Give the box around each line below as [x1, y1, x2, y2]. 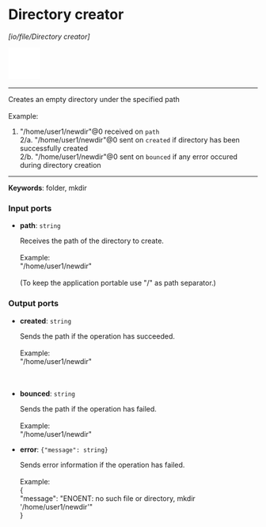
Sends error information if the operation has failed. [19, 460, 185, 469]
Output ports [8, 298, 59, 309]
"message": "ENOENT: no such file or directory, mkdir [19, 493, 196, 503]
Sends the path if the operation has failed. [19, 404, 157, 413]
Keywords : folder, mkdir [8, 183, 87, 192]
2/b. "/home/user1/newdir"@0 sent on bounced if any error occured [19, 152, 237, 161]
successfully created [19, 143, 89, 153]
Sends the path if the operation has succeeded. [19, 331, 176, 341]
